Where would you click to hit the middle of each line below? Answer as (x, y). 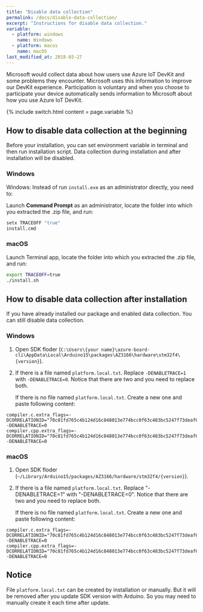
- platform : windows (37, 35)
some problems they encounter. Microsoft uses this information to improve (99, 81)
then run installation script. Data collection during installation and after (94, 151)
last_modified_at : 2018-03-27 (44, 57)
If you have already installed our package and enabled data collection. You (99, 314)
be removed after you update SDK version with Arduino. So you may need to (101, 596)
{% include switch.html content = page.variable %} (70, 111)
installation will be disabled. (40, 158)
